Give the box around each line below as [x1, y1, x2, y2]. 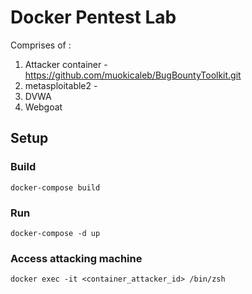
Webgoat [24, 101, 63, 113]
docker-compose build [10, 182, 101, 193]
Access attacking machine [10, 251, 143, 265]
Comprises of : [10, 39, 72, 51]
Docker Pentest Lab [10, 6, 177, 29]
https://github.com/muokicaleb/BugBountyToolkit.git [24, 69, 242, 81]
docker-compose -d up [10, 228, 101, 238]
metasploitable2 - [24, 79, 98, 91]
